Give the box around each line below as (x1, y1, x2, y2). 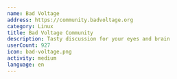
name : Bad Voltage (7, 10, 60, 17)
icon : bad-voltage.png (7, 49, 72, 56)
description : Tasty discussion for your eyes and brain (7, 36, 170, 43)
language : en (7, 61, 45, 68)
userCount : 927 (7, 42, 51, 49)
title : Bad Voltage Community (7, 29, 94, 36)
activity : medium (7, 55, 57, 62)
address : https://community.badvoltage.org (7, 16, 134, 23)
